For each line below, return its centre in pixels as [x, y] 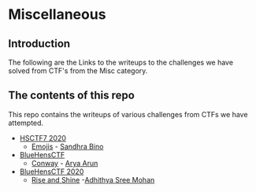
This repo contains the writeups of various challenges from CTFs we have [128, 114]
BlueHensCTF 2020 [52, 172]
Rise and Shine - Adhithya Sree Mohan [93, 179]
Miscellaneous [57, 15]
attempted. [26, 123]
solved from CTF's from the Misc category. [78, 71]
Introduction [39, 44]
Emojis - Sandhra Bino [67, 146]
